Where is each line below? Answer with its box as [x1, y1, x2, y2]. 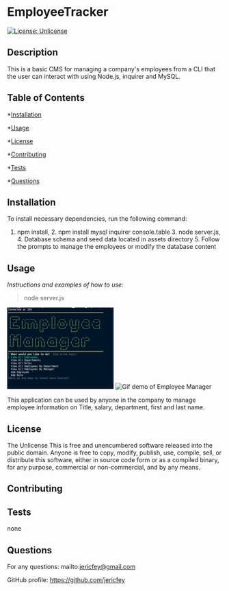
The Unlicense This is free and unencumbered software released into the [7, 442, 213, 449]
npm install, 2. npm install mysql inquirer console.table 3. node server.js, [16, 228, 221, 237]
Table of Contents [7, 92, 85, 104]
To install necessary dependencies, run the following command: [7, 215, 187, 223]
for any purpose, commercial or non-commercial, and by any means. [7, 463, 200, 471]
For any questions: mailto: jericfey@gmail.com [7, 563, 136, 571]
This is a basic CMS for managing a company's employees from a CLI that [7, 64, 216, 73]
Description [7, 47, 58, 58]
